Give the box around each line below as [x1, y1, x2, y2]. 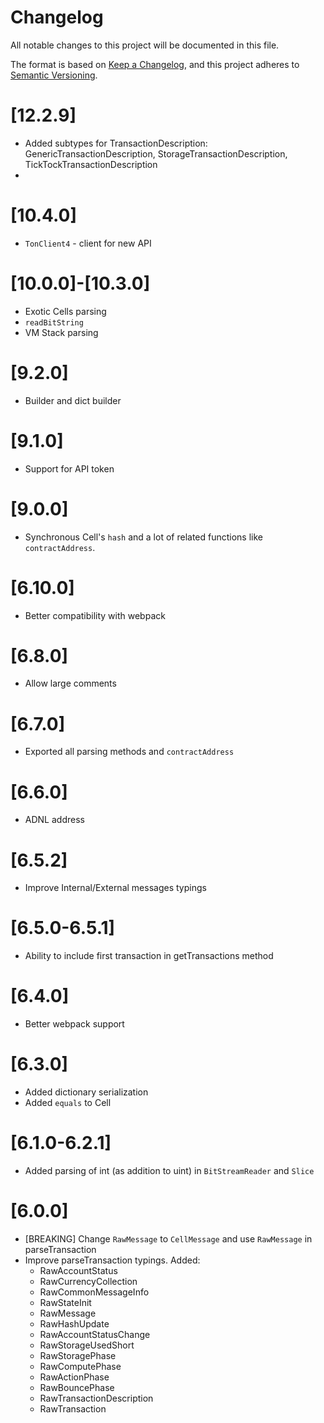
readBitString [24, 317, 84, 328]
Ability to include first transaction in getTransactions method [24, 950, 274, 962]
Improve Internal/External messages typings [24, 882, 207, 894]
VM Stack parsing [24, 326, 99, 338]
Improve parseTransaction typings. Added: [24, 1254, 201, 1266]
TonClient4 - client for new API [24, 237, 152, 249]
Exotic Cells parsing [24, 305, 107, 317]
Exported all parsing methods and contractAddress [24, 746, 235, 758]
